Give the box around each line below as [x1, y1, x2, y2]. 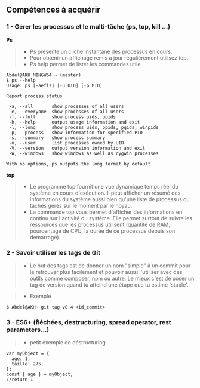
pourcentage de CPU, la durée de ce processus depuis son [29, 227, 176, 235]
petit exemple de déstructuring [29, 339, 106, 346]
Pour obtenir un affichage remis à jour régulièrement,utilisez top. [29, 54, 189, 61]
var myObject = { [6, 350, 50, 357]
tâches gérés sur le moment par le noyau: [29, 202, 133, 209]
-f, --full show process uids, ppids [8, 113, 116, 120]
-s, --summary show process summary [8, 134, 106, 141]
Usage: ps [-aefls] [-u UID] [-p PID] [6, 82, 103, 88]
